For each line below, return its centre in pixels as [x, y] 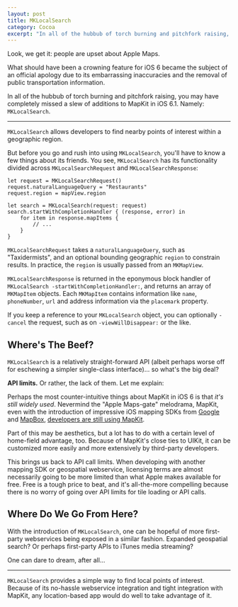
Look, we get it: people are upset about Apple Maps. [84, 54]
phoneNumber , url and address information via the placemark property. [108, 301]
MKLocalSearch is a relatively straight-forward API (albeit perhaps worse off [116, 362]
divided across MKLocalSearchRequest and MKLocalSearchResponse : [103, 168]
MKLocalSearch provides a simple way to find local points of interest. [106, 580]
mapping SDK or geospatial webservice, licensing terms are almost [105, 470]
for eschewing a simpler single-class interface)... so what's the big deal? [113, 370]
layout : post [27, 14]
